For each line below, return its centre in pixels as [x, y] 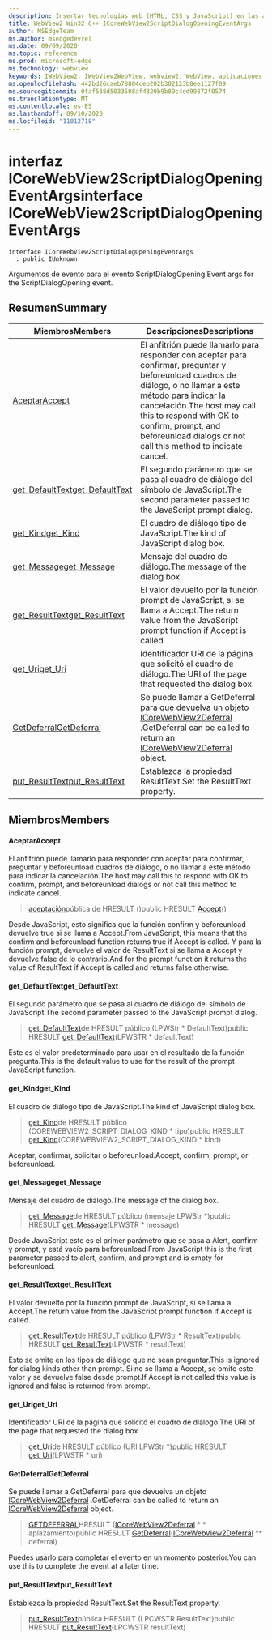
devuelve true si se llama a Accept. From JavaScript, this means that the [128, 933]
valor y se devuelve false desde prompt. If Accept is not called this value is [132, 1377]
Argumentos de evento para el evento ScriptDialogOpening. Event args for [131, 274]
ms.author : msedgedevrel [50, 38]
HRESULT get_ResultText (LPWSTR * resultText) [107, 1344]
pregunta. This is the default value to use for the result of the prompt [121, 1061]
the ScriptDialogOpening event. [61, 282]
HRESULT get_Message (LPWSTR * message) [104, 1224]
